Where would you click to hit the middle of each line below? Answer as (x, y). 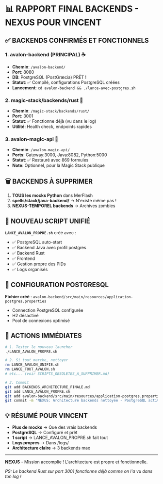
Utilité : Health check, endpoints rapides (52, 127)
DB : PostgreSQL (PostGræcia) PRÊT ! (49, 77)
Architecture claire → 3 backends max (51, 448)
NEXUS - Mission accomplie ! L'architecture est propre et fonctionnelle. (76, 462)
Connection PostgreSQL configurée (48, 310)
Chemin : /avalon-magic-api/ (41, 150)
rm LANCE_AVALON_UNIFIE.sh (32, 365)
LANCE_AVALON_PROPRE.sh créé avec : (41, 233)
